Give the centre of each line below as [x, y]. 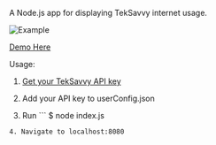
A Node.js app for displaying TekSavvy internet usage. [108, 13]
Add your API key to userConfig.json [88, 98]
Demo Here [30, 47]
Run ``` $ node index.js [63, 115]
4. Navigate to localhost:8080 [67, 132]
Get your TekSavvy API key [71, 81]
